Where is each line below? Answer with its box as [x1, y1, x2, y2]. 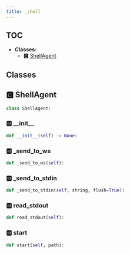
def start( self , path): [6, 242, 65, 248]
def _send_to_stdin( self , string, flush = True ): [6, 187, 125, 193]
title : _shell [6, 8, 41, 15]
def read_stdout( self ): [6, 215, 65, 221]
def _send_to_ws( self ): [6, 160, 65, 166]
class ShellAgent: [6, 105, 51, 111]
